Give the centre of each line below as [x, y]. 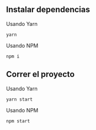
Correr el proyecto [40, 74]
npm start [18, 121]
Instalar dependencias [48, 10]
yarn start [19, 99]
